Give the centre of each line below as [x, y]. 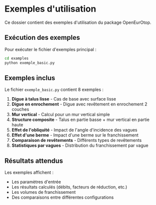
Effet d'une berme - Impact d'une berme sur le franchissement [75, 135]
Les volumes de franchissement [43, 192]
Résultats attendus [34, 161]
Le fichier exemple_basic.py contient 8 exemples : [54, 90]
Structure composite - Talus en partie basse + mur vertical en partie [80, 120]
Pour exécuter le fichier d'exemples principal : [51, 49]
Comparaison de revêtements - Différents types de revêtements [77, 140]
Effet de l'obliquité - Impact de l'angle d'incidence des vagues [74, 130]
